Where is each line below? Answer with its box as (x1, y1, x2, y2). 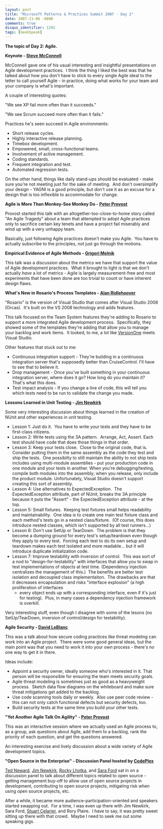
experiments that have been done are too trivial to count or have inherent (5, 276, 152, 281)
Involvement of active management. (12, 151, 84, 157)
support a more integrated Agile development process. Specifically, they (5, 319, 152, 325)
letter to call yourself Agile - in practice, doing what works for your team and (5, 78, 158, 84)
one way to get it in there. (5, 649, 56, 655)
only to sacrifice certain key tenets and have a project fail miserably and (5, 221, 149, 227)
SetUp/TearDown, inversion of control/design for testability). (5, 615, 127, 620)
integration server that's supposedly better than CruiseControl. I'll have (12, 359, 155, 364)
